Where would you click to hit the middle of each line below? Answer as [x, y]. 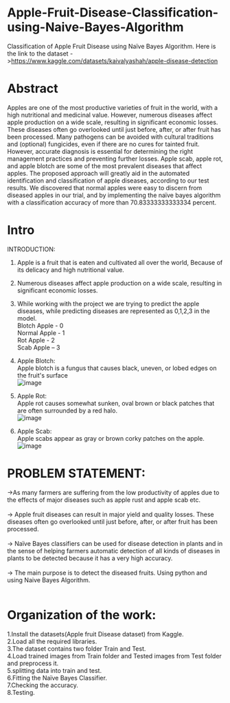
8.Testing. [21, 692]
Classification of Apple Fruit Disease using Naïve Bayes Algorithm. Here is [112, 46]
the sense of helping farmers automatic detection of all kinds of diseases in [114, 551]
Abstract [33, 89]
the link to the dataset [38, 54]
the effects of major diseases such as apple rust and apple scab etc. [104, 500]
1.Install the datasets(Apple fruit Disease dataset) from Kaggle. [95, 634]
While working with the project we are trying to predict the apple [108, 303]
